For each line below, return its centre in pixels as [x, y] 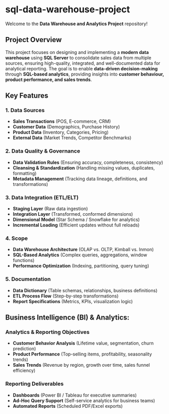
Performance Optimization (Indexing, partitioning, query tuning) [81, 266]
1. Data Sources [25, 110]
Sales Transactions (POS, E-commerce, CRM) [62, 121]
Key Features [27, 96]
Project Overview [34, 40]
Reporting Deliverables [35, 384]
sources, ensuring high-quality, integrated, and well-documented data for [83, 63]
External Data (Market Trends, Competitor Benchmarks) [72, 138]
